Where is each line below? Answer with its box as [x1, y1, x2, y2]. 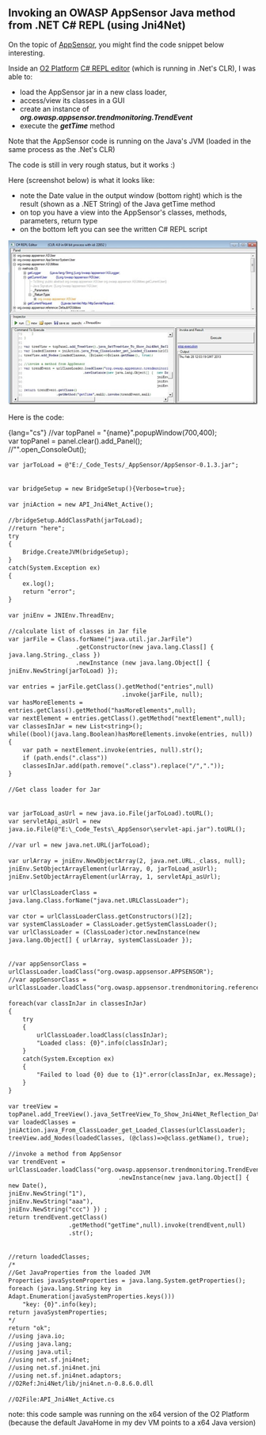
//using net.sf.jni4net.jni [8, 1364, 101, 1372]
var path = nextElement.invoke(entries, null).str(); [22, 746, 203, 754]
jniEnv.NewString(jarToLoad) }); [8, 667, 119, 675]
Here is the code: [8, 412, 65, 422]
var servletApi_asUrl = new [8, 817, 101, 825]
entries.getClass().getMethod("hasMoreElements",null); [8, 706, 196, 714]
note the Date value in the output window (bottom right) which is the [19, 190, 243, 200]
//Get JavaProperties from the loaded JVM [8, 1269, 150, 1277]
